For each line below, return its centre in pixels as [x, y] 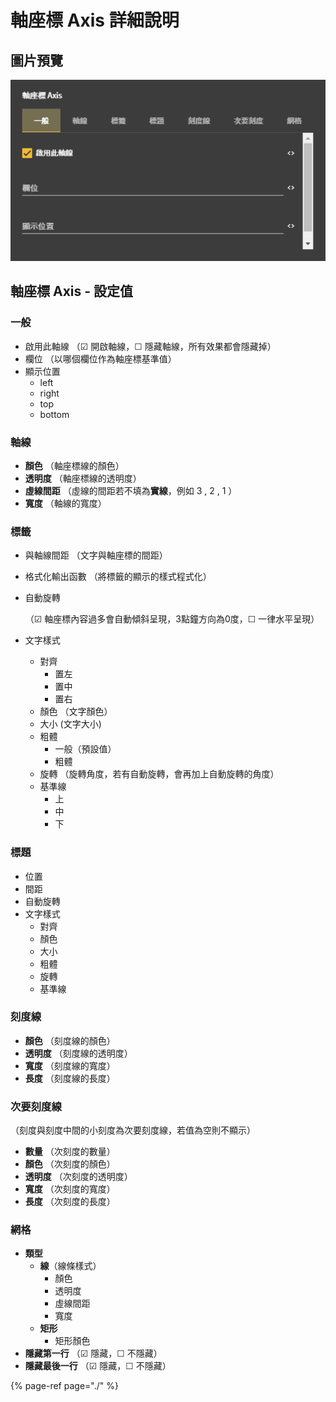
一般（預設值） [85, 749]
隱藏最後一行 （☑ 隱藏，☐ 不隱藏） [98, 1366]
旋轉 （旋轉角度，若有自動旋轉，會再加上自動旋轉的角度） [159, 774]
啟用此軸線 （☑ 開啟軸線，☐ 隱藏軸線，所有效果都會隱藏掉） [150, 346]
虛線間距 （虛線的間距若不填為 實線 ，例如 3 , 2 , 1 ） [131, 490]
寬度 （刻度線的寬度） [70, 1065]
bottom [54, 414]
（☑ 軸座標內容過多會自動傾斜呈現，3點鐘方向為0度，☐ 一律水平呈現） [172, 619]
